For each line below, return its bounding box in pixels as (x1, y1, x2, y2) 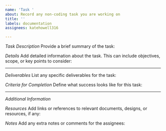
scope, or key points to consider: (5, 58, 72, 64)
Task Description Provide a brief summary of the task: (5, 43, 115, 49)
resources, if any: (5, 111, 41, 117)
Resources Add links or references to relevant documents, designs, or (5, 105, 147, 111)
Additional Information (5, 96, 51, 102)
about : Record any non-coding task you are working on (5, 12, 121, 17)
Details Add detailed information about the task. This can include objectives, (5, 53, 161, 59)
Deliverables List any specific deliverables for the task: (5, 72, 117, 78)
